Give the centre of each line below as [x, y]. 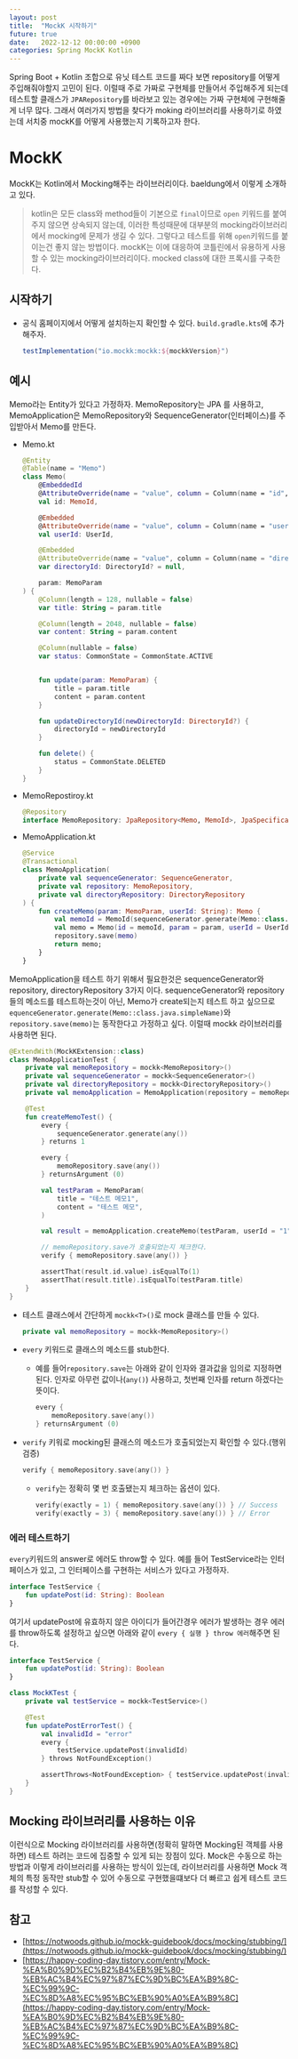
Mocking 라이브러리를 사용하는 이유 [102, 1821]
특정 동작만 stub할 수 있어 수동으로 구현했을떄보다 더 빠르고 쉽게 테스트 [148, 1878]
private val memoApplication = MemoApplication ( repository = [140, 1093]
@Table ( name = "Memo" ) [64, 469]
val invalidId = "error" [87, 1734]
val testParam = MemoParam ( [93, 1190]
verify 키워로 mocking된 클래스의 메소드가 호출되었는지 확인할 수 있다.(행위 [154, 1443]
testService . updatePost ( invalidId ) [122, 1750]
